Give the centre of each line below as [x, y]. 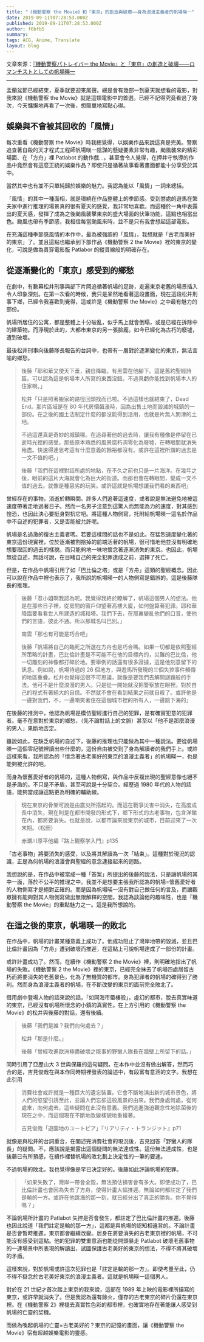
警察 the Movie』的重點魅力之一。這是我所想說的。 [75, 905]
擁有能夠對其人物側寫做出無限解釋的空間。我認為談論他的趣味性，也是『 [102, 897]
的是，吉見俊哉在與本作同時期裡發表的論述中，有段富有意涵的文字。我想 [102, 1072]
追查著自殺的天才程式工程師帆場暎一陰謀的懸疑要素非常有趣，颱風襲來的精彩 [102, 150]
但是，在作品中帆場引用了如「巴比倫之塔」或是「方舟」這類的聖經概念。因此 [102, 570]
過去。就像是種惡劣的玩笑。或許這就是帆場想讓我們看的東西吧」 [112, 485]
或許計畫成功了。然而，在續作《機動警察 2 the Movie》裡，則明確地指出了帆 [102, 962]
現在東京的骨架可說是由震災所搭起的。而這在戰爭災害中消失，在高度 [106, 805]
